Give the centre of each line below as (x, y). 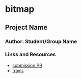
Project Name (26, 27)
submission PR (27, 65)
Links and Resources (30, 54)
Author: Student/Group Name (41, 41)
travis (18, 71)
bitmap (20, 9)
